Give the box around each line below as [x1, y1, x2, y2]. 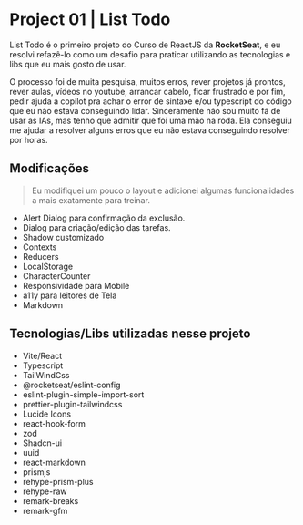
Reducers [22, 251, 59, 262]
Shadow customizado [22, 232, 105, 242]
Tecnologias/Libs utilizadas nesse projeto [9, 326, 251, 342]
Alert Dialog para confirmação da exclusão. [22, 212, 186, 223]
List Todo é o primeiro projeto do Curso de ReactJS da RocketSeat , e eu [9, 39, 281, 50]
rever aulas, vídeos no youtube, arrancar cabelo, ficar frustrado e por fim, [9, 86, 286, 97]
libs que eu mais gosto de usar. [9, 58, 126, 69]
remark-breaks [22, 495, 79, 506]
